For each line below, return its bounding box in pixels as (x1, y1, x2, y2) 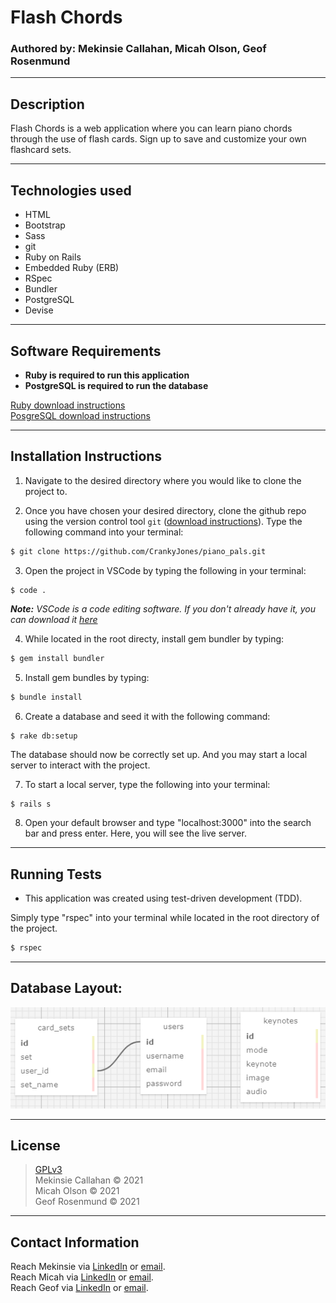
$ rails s (10, 799, 52, 810)
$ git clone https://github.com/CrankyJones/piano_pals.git (10, 546, 267, 556)
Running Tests (10, 866, 102, 883)
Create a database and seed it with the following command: (24, 711, 271, 723)
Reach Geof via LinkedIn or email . (10, 1282, 149, 1294)
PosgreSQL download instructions (10, 409, 151, 421)
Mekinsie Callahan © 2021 (34, 1174, 144, 1186)
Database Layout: (10, 980, 123, 997)
